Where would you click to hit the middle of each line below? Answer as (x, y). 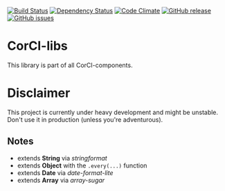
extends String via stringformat (62, 158)
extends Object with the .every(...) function (82, 165)
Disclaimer (39, 93)
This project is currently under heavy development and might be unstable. (113, 112)
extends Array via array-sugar (61, 180)
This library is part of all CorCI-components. (70, 65)
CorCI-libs (37, 46)
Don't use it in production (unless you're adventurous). (85, 119)
